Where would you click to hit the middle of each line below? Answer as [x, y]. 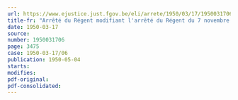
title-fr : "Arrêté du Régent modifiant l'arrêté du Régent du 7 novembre [119, 20]
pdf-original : [28, 79]
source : [19, 33]
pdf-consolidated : [34, 86]
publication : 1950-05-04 [44, 60]
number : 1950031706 [36, 40]
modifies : [22, 73]
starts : [19, 66]
